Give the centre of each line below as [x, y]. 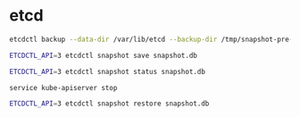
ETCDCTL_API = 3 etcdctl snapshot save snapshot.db [104, 55]
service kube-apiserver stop [63, 88]
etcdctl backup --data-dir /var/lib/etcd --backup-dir [113, 39]
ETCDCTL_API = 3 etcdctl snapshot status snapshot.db [107, 71]
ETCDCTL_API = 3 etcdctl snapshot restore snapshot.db [109, 104]
